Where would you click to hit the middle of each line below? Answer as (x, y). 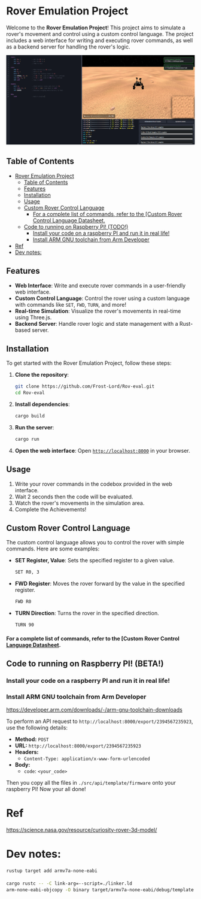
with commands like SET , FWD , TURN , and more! (71, 304)
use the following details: (37, 728)
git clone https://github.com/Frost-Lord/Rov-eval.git (85, 387)
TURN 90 (24, 625)
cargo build (30, 416)
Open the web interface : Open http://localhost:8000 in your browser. (102, 450)
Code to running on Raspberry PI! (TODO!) (76, 226)
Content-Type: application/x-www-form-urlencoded (87, 759)
